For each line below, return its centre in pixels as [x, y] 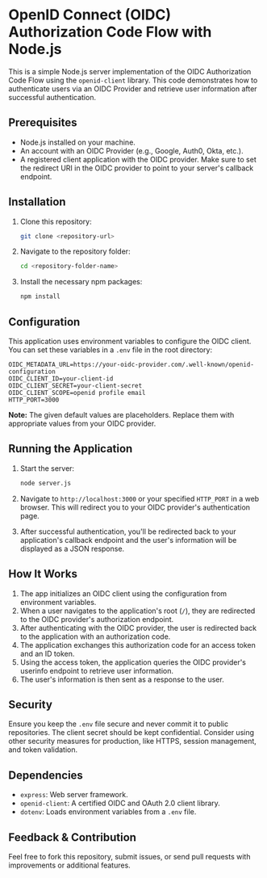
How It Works [43, 574]
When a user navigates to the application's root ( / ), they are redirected [138, 611]
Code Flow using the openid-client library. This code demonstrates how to [133, 80]
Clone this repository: [56, 221]
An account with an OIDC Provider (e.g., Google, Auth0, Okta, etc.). [131, 150]
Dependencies [46, 775]
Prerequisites [43, 123]
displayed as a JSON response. [72, 548]
